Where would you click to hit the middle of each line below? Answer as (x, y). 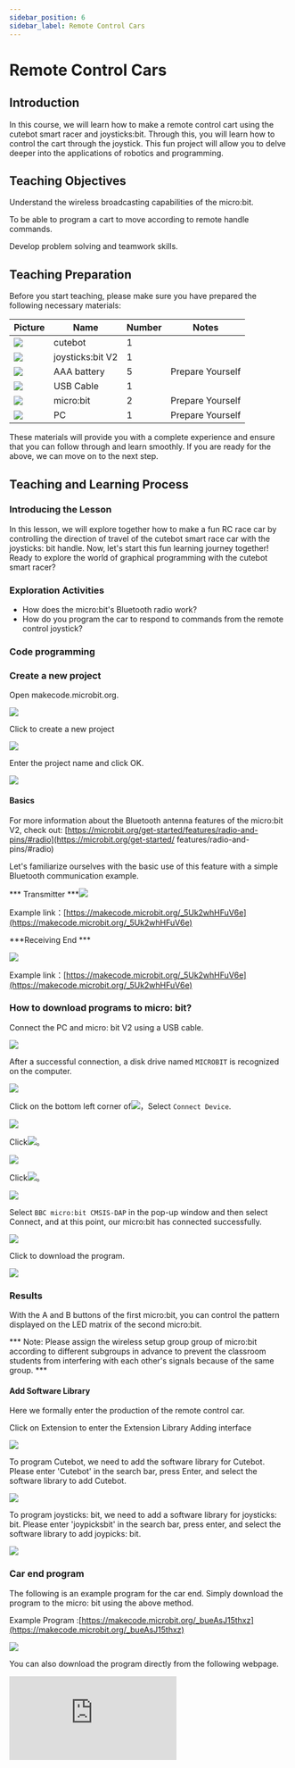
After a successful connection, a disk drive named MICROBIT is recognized (144, 1061)
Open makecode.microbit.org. (64, 695)
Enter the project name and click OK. (77, 763)
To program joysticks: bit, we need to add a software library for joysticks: (143, 1515)
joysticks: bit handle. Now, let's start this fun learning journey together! (139, 548)
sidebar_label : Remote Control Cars (77, 26)
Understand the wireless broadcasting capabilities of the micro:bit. (131, 203)
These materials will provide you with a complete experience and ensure (142, 438)
